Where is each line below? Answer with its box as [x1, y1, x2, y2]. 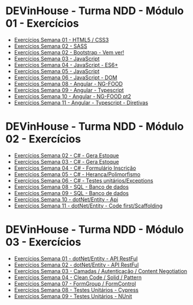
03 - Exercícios [5, 235, 81, 249]
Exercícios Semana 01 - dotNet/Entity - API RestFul [14, 255, 138, 262]
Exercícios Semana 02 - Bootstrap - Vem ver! [14, 48, 125, 56]
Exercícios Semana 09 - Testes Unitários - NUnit [14, 293, 132, 300]
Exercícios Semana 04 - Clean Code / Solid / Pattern [14, 274, 142, 281]
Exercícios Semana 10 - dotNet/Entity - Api [14, 196, 119, 203]
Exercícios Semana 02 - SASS [14, 43, 87, 50]
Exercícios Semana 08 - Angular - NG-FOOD [14, 80, 123, 87]
